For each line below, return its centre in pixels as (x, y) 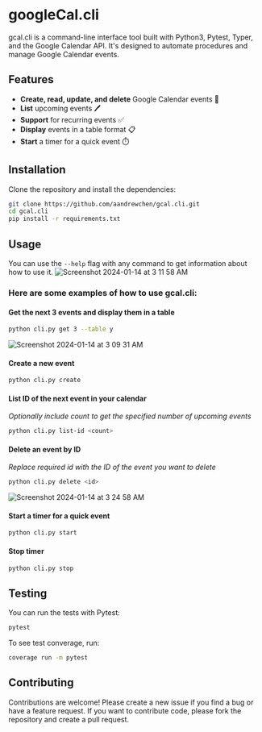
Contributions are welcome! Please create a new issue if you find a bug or (131, 702)
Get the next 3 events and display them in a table (91, 312)
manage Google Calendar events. (64, 54)
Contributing (41, 683)
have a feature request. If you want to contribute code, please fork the (125, 710)
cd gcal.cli (28, 211)
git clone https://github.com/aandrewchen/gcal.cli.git (104, 204)
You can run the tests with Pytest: (64, 613)
